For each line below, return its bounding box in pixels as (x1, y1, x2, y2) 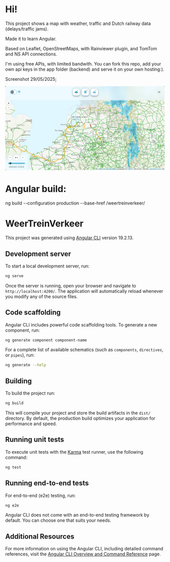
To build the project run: (5, 390, 56, 396)
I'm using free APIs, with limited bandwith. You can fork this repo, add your (5, 61, 161, 67)
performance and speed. (5, 421, 57, 427)
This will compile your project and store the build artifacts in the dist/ (5, 410, 151, 416)
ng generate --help (5, 363, 47, 368)
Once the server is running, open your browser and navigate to (5, 282, 137, 288)
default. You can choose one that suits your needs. (5, 517, 111, 523)
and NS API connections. (5, 51, 57, 57)
